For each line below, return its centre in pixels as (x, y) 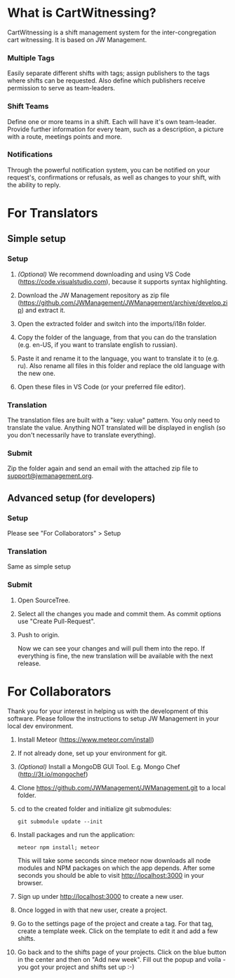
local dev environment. (40, 726)
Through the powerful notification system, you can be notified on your (109, 170)
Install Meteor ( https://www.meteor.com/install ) (86, 739)
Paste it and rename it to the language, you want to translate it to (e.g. (118, 358)
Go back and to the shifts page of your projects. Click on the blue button (122, 952)
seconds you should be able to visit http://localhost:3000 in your (111, 875)
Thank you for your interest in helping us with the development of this (108, 711)
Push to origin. (38, 634)
